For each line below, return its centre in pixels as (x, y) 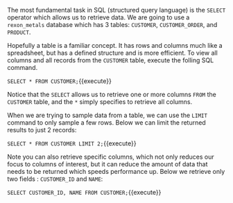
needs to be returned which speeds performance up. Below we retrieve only (116, 171)
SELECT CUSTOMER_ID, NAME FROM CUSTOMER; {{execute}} (84, 192)
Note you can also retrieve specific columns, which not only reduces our (111, 157)
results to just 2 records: (42, 130)
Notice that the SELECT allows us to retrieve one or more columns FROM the (112, 94)
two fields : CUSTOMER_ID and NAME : (55, 179)
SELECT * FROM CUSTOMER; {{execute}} (60, 81)
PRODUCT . (19, 32)
